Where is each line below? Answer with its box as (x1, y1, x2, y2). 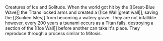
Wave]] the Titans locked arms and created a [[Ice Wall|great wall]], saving (5, 9, 158, 15)
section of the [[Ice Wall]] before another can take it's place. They (5, 25, 140, 31)
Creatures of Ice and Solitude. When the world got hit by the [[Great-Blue (5, 4, 155, 10)
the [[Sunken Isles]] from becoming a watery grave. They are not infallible (5, 15, 157, 20)
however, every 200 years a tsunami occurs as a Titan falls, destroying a (5, 20, 154, 26)
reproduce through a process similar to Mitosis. (5, 31, 102, 36)
